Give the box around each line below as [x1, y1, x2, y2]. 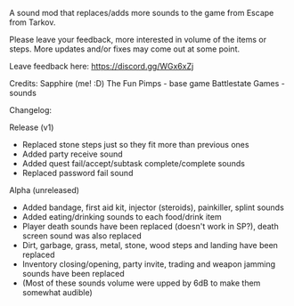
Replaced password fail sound [21, 168, 134, 178]
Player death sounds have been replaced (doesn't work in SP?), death [21, 221, 279, 231]
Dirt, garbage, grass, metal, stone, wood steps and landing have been [21, 240, 279, 250]
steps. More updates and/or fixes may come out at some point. [9, 44, 241, 54]
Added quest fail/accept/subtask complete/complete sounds [21, 158, 245, 168]
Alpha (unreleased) [9, 185, 80, 195]
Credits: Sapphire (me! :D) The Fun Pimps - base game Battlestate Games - [9, 78, 285, 88]
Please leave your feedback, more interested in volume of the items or [9, 35, 267, 44]
